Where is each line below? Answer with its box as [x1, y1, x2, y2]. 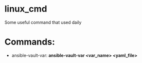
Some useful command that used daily [4, 19, 82, 25]
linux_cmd [4, 3, 47, 15]
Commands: [4, 36, 55, 47]
